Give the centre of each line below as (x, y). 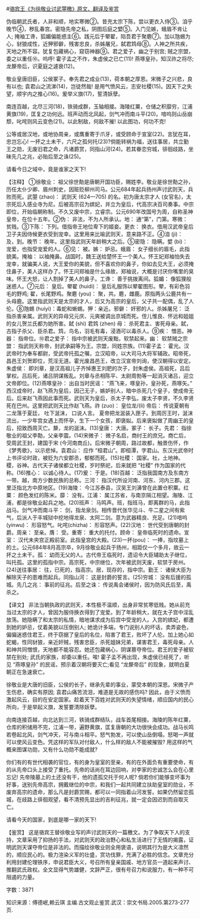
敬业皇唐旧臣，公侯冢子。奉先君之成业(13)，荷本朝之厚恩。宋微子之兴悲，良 (99, 79)
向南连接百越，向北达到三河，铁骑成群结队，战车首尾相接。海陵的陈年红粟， (100, 720)
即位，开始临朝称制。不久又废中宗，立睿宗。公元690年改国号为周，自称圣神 (100, 212)
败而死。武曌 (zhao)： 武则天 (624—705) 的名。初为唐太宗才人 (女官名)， (96, 197)
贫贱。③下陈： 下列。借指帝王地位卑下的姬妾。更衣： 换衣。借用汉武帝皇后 (100, 226)
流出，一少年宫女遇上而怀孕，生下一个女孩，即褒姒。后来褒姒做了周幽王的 (97, 420)
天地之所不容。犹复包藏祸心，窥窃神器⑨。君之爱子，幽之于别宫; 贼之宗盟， (100, 51)
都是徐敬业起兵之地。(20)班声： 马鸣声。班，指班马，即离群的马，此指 (103, 502)
